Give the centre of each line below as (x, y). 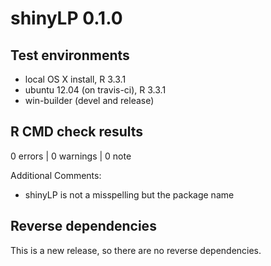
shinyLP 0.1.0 (66, 18)
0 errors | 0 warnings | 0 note (71, 156)
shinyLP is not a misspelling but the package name (129, 194)
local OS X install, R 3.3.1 (75, 79)
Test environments (70, 55)
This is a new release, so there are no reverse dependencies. (136, 250)
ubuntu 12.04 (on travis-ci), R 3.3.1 (95, 90)
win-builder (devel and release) (89, 100)
